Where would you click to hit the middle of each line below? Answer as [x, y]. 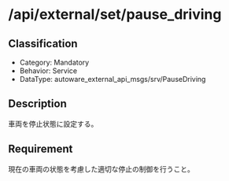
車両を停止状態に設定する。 [53, 124]
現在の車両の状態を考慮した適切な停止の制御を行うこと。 [101, 169]
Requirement [41, 149]
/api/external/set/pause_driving [115, 15]
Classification [43, 44]
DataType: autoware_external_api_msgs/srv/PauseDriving [113, 79]
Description [37, 104]
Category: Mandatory [54, 62]
